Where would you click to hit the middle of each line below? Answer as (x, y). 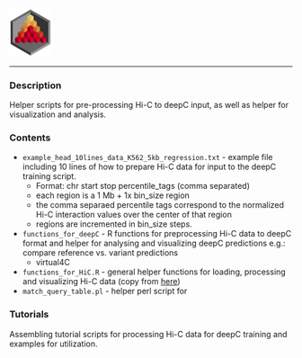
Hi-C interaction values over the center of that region (133, 215)
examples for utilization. (53, 344)
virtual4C (53, 263)
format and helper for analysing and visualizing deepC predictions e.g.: (154, 243)
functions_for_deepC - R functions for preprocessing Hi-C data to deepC (157, 234)
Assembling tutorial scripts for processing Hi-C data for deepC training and (148, 334)
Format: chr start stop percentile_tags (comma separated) (142, 186)
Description (36, 85)
